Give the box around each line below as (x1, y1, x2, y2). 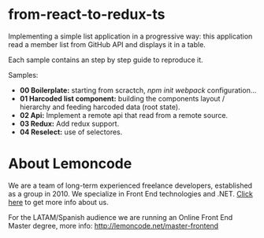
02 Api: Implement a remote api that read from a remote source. (19, 110, 229, 119)
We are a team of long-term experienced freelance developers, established (8, 181, 253, 190)
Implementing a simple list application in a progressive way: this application (8, 31, 253, 41)
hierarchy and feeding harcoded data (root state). (19, 102, 180, 112)
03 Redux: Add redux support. (19, 119, 120, 128)
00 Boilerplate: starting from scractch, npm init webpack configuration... (19, 85, 257, 95)
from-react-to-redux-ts (8, 5, 165, 24)
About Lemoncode (8, 155, 132, 173)
